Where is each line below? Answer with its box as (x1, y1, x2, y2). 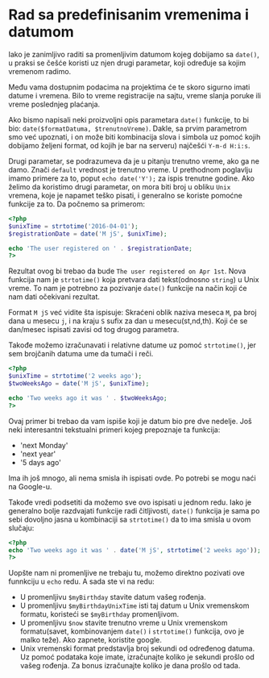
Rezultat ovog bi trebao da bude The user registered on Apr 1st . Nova (8, 266, 246, 276)
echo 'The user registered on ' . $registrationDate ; (8, 244, 193, 252)
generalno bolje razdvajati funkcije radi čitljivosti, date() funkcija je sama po (8, 505, 260, 515)
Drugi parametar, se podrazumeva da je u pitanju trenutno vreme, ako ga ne (8, 156, 260, 166)
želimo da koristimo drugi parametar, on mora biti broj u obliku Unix (8, 181, 231, 191)
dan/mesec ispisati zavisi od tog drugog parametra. (8, 325, 180, 335)
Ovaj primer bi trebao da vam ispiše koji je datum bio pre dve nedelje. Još (8, 416, 252, 426)
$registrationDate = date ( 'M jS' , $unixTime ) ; (8, 230, 168, 238)
